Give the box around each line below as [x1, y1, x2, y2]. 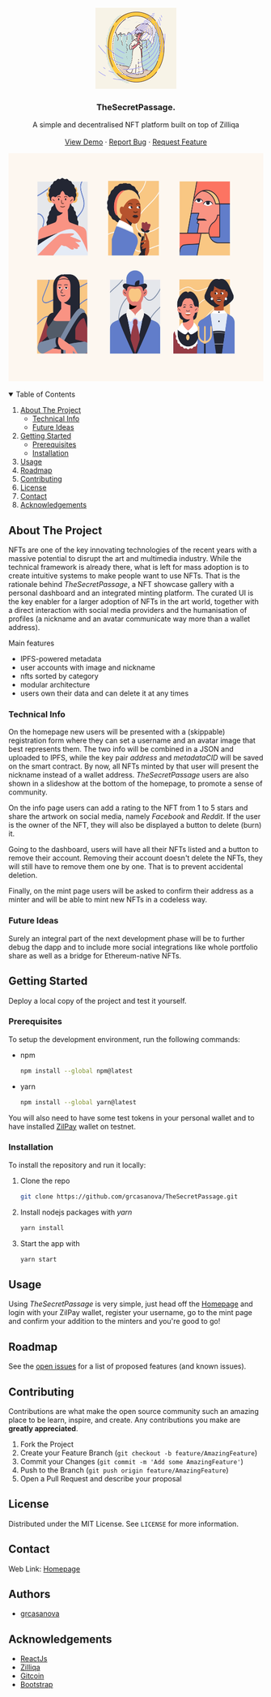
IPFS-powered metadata [19, 654, 102, 664]
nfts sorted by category [19, 671, 99, 681]
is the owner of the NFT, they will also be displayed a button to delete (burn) [8, 821, 262, 830]
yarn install [19, 1223, 65, 1232]
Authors [8, 1587, 51, 1601]
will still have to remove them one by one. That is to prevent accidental [8, 862, 243, 872]
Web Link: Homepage [8, 1564, 81, 1574]
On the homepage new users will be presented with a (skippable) [8, 727, 226, 737]
